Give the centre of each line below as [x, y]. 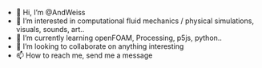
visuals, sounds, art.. [50, 29]
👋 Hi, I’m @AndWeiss [50, 12]
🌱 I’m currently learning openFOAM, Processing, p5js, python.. [119, 38]
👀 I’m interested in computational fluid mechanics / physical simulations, [135, 21]
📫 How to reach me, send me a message [84, 55]
